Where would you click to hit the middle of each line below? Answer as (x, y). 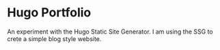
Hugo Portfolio (49, 13)
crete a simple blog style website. (54, 38)
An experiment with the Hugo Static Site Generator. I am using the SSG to (110, 32)
